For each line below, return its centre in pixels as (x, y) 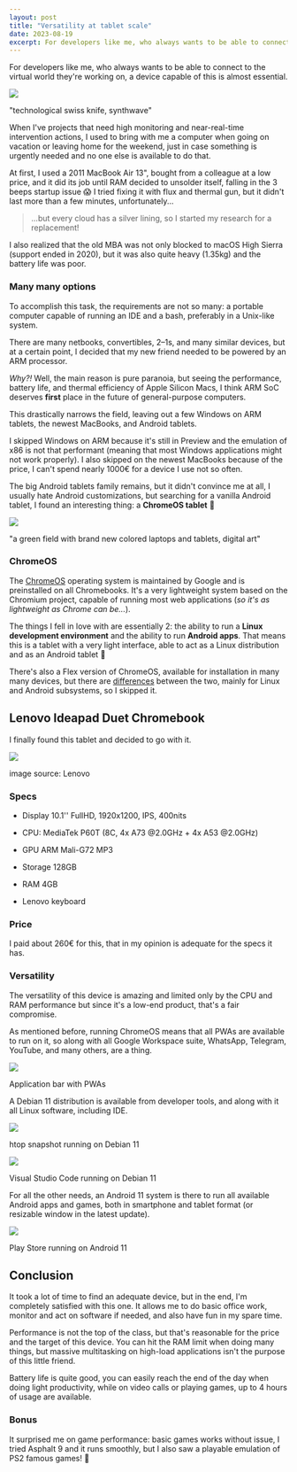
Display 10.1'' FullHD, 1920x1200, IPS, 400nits (104, 815)
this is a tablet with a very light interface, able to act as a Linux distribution (145, 645)
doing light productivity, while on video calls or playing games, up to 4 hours (148, 1388)
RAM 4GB (40, 884)
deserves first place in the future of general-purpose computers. (128, 397)
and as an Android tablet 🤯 (57, 654)
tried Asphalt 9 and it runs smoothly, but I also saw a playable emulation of (145, 1448)
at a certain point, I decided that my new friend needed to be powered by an (148, 352)
